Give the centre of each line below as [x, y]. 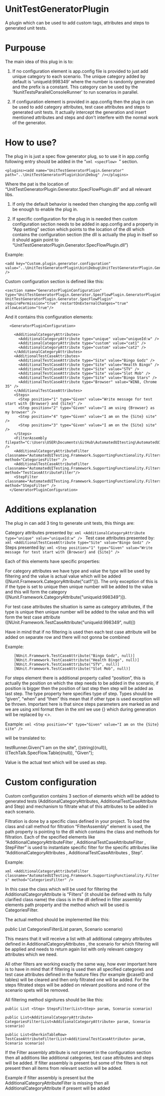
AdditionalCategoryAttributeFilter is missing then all [57, 1083]
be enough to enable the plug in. [45, 209]
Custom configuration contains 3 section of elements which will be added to [82, 796]
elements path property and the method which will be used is [67, 905]
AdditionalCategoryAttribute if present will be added [58, 1088]
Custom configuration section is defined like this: [55, 281]
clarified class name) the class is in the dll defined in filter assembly [73, 899]
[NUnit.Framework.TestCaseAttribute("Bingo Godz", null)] [74, 656]
